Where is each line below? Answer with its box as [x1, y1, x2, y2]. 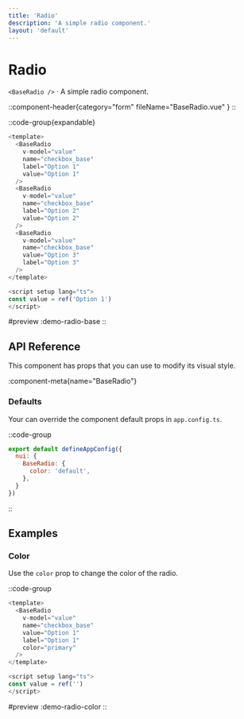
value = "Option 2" [22, 214, 80, 222]
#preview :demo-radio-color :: [8, 702, 107, 711]
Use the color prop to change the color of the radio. [8, 569, 179, 578]
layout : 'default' [8, 26, 69, 34]
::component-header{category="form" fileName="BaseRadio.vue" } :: [8, 102, 236, 112]
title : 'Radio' [8, 11, 59, 20]
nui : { [15, 452, 37, 461]
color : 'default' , [29, 467, 91, 475]
